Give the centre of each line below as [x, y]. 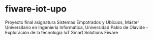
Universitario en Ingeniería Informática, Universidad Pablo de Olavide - [77, 27]
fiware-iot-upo [36, 9]
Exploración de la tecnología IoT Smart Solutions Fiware [61, 32]
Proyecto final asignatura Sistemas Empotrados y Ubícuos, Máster [72, 22]
